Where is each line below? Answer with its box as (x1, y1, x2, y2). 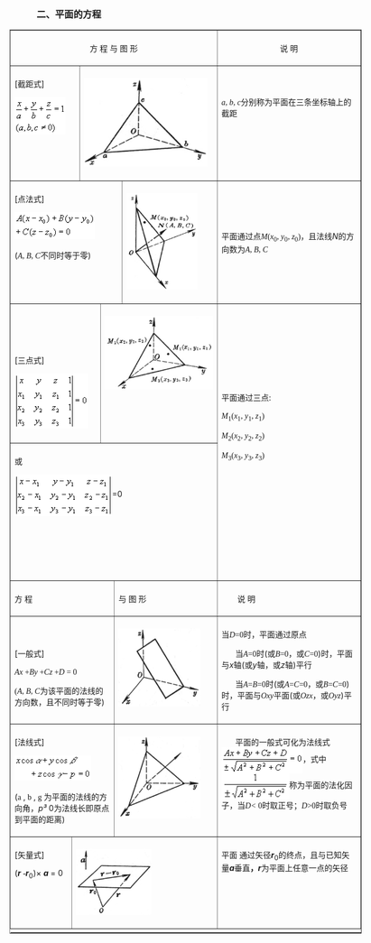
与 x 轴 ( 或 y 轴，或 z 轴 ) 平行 (220, 660, 312, 670)
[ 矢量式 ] (14, 850, 45, 861)
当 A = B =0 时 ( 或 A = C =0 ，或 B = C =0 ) (235, 679, 350, 689)
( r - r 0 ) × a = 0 (14, 868, 63, 881)
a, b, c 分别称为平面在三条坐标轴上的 (220, 97, 352, 107)
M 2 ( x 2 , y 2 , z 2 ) (220, 431, 264, 443)
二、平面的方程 (36, 8, 102, 20)
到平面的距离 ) (14, 814, 66, 825)
